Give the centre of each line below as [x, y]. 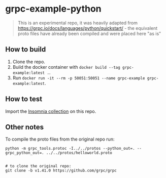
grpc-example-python [53, 9]
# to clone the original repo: [38, 166]
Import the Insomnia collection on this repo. [51, 111]
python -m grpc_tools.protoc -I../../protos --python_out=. [70, 149]
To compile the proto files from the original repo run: [60, 139]
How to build [26, 49]
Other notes [25, 127]
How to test [24, 99]
